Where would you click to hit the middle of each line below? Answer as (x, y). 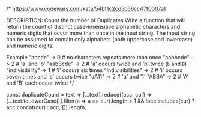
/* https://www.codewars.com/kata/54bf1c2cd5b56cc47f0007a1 (86, 9)
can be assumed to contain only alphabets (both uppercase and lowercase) (100, 39)
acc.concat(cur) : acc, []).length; (46, 107)
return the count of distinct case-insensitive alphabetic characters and (93, 27)
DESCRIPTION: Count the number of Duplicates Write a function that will (95, 20)
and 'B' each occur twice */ (40, 83)
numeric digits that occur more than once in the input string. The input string (101, 33)
